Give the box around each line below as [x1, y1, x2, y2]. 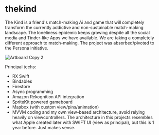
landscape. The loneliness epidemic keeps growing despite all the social [5, 30, 150, 35]
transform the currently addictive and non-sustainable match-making [5, 24, 143, 30]
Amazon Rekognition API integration [12, 93, 85, 100]
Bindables [12, 78, 33, 84]
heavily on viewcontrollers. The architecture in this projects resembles [12, 114, 153, 120]
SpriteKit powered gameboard [12, 99, 73, 105]
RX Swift [12, 73, 30, 79]
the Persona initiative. [5, 45, 49, 51]
